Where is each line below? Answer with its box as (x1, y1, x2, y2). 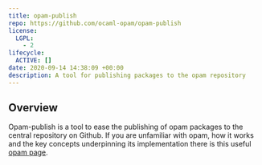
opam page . (8, 147, 48, 157)
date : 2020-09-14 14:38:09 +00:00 (8, 64, 125, 72)
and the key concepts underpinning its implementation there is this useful (8, 139, 252, 149)
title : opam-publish (8, 11, 78, 20)
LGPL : (15, 34, 35, 42)
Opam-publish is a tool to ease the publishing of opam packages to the (8, 122, 244, 132)
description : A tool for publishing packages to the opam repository (8, 71, 247, 79)
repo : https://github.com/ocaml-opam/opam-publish (8, 19, 182, 27)
